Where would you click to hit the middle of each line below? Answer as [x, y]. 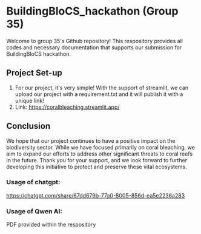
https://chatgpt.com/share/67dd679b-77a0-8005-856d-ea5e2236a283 [96, 195]
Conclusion [28, 126]
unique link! [29, 100]
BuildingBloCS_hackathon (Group [92, 11]
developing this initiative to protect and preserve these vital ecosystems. [97, 167]
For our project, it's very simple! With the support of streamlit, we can [102, 88]
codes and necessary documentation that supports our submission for [94, 47]
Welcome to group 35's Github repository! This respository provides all [95, 41]
